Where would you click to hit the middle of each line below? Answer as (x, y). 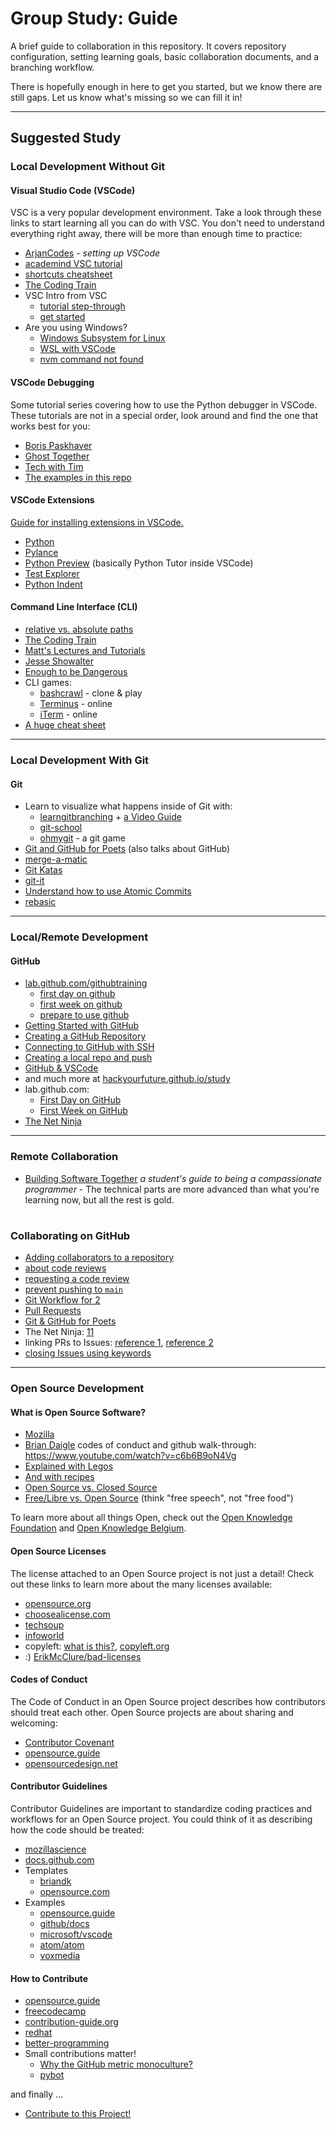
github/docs (64, 1923)
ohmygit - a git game (82, 838)
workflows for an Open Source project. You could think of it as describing (161, 1819)
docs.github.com (59, 1859)
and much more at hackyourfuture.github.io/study (127, 1079)
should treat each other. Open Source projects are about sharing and (152, 1712)
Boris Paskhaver (58, 445)
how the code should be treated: (77, 1829)
